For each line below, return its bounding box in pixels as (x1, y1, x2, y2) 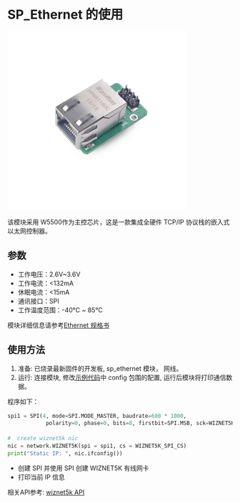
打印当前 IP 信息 (17, 472, 66, 481)
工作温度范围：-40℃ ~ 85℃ (17, 305, 104, 314)
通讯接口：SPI (17, 297, 59, 305)
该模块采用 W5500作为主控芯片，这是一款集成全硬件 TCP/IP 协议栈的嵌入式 (7, 217, 230, 226)
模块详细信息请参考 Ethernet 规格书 (7, 321, 109, 329)
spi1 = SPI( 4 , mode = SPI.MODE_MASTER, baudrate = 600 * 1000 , (7, 412, 187, 419)
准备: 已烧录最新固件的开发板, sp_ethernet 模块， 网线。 (17, 364, 183, 372)
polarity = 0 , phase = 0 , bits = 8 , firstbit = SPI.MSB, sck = (45, 419, 209, 427)
